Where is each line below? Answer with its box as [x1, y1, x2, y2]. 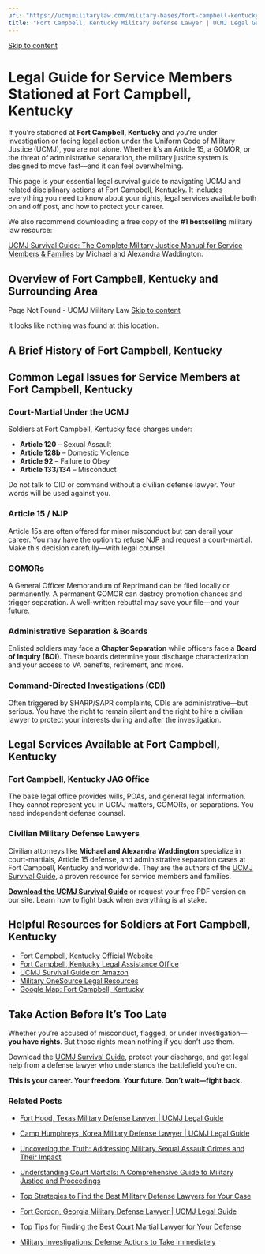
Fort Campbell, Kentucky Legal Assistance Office [19, 959, 179, 969]
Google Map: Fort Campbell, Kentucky [19, 985, 144, 994]
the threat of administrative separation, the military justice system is [8, 153, 229, 163]
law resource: [8, 226, 53, 235]
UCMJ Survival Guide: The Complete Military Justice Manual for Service [8, 241, 243, 250]
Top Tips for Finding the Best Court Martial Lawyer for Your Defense [19, 1222, 242, 1232]
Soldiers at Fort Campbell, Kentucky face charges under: [8, 424, 192, 434]
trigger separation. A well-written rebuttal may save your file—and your [8, 597, 240, 606]
